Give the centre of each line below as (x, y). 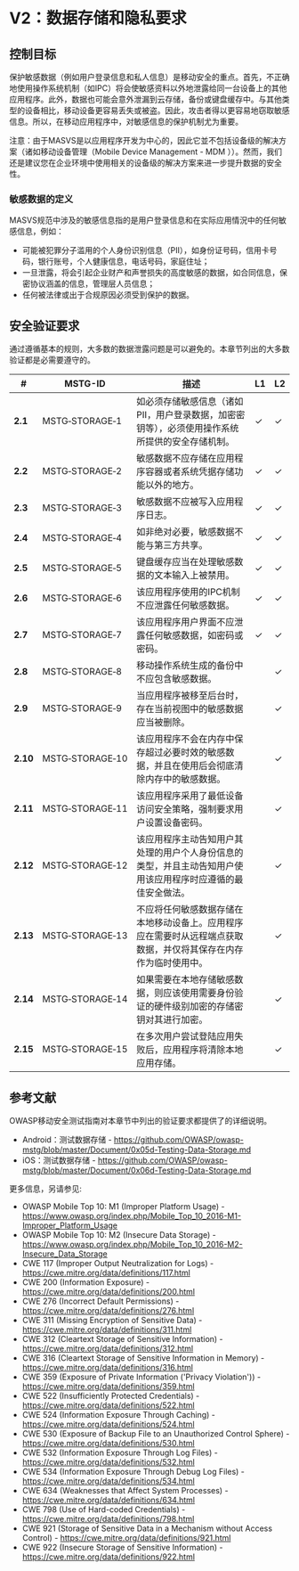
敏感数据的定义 (41, 199)
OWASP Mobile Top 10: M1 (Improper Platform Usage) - (123, 1206)
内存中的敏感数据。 (186, 779)
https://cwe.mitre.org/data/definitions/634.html (109, 1500)
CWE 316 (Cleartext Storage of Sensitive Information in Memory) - (143, 1358)
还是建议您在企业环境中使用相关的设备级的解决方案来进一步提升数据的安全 (145, 163)
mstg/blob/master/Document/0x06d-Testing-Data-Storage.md (137, 1170)
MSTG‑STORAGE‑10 (85, 758)
